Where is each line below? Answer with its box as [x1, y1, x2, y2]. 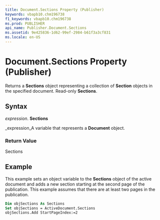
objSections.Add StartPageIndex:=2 [5, 210, 78, 215]
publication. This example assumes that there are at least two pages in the [5, 186, 156, 192]
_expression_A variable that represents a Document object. [5, 125, 125, 131]
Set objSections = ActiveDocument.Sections [5, 206, 96, 211]
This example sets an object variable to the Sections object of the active [5, 176, 152, 182]
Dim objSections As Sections [5, 201, 65, 206]
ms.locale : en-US [5, 35, 41, 40]
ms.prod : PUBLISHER [5, 21, 45, 26]
